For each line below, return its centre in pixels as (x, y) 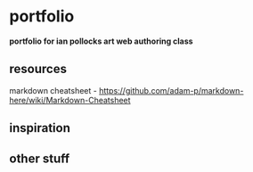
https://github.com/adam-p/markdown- (171, 90)
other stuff (40, 158)
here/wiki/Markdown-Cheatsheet (70, 100)
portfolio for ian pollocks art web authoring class (101, 41)
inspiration (40, 128)
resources (38, 69)
